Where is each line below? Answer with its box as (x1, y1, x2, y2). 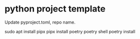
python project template (4, 3, 106, 14)
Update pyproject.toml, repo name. (4, 19, 76, 25)
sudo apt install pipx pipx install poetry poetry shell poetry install (4, 28, 136, 34)
